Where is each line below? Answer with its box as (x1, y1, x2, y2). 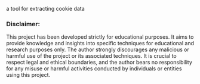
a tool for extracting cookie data (6, 5, 85, 12)
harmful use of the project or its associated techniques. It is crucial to (6, 52, 177, 60)
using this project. (6, 71, 51, 79)
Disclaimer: (6, 20, 41, 28)
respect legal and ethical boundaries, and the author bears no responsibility (6, 59, 193, 66)
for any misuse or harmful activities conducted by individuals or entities (6, 65, 182, 72)
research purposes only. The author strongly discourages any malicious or (6, 46, 189, 53)
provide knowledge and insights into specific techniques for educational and (6, 40, 195, 47)
